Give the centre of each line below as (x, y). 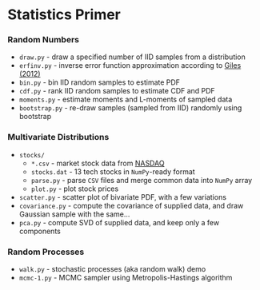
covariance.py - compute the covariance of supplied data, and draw (131, 205)
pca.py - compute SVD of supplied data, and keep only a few (119, 222)
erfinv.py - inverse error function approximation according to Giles (130, 66)
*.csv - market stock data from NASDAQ (98, 163)
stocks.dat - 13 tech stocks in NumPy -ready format (113, 171)
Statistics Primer (64, 15)
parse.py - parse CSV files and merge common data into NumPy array (142, 180)
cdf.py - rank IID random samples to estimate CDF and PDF (117, 91)
